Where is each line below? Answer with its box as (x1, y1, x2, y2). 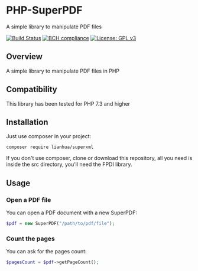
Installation (6, 117, 48, 127)
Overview (6, 51, 43, 62)
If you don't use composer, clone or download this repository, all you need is (6, 155, 193, 162)
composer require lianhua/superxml (6, 144, 94, 151)
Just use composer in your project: (6, 133, 92, 140)
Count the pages (6, 234, 55, 243)
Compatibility (6, 84, 57, 94)
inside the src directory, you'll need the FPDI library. (6, 161, 132, 168)
